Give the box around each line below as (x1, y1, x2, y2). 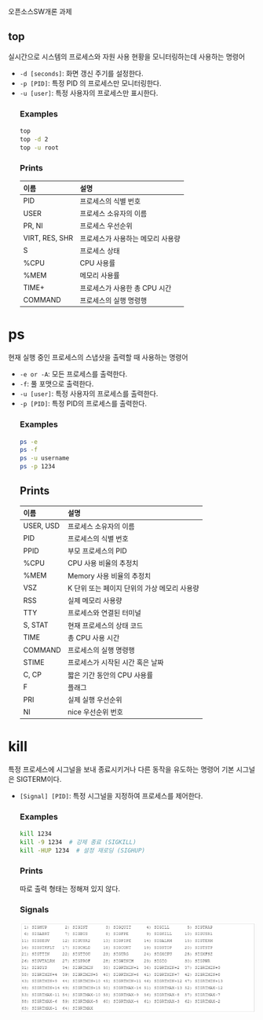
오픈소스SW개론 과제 (8, 7, 72, 16)
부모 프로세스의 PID (68, 546, 127, 556)
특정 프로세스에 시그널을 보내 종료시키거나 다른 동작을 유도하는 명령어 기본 (8, 765, 235, 774)
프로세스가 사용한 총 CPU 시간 (79, 283, 172, 292)
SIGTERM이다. (16, 774, 62, 783)
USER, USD (23, 521, 60, 530)
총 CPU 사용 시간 (68, 633, 120, 642)
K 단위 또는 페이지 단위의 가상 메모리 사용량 (68, 583, 199, 593)
